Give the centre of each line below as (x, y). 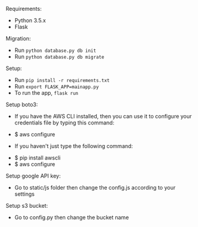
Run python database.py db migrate (59, 56)
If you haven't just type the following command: (74, 146)
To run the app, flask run (46, 93)
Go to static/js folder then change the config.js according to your (95, 187)
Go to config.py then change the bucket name (72, 217)
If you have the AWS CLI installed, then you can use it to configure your (103, 116)
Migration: (18, 38)
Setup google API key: (33, 176)
